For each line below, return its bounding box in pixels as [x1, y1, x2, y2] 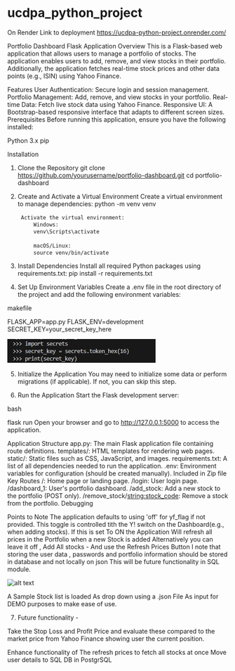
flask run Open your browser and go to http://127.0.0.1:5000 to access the [7, 418, 220, 426]
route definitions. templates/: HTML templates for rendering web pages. [7, 447, 215, 455]
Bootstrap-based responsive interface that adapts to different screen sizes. [7, 108, 225, 116]
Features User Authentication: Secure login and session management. [7, 85, 210, 94]
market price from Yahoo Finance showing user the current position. [7, 634, 205, 643]
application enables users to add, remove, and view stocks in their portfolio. [7, 56, 227, 65]
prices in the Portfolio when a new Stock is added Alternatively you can [7, 535, 213, 543]
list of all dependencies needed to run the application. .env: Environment [7, 461, 217, 470]
